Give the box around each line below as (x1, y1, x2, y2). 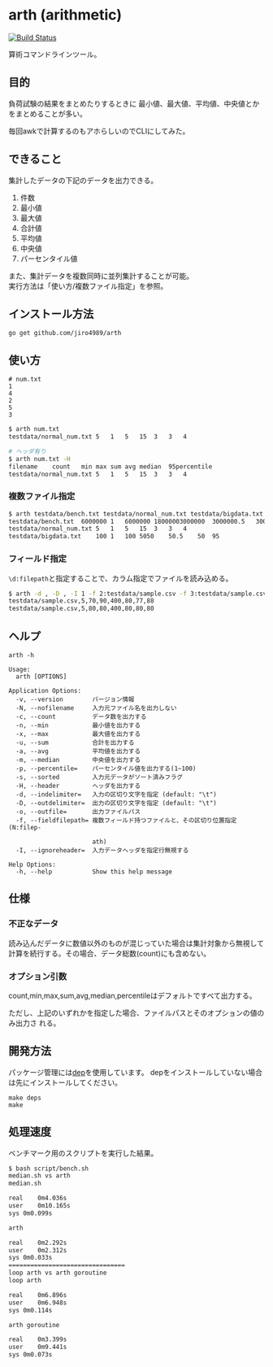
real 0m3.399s (8, 1335, 67, 1343)
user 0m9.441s (8, 1343, 67, 1352)
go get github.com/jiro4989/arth (8, 329, 122, 337)
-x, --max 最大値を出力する (15, 729, 141, 738)
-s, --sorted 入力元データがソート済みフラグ (15, 773, 184, 781)
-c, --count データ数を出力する (15, 712, 147, 721)
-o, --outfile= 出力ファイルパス (15, 808, 141, 816)
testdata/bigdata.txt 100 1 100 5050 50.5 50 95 (8, 533, 220, 541)
